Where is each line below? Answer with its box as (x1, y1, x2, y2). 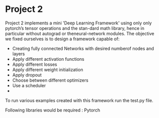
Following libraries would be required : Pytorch (5, 107, 101, 113)
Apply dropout (12, 72, 42, 78)
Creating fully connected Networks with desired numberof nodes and (12, 45, 155, 51)
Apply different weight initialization (12, 66, 83, 73)
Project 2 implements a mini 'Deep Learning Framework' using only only (5, 20, 152, 26)
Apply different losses (12, 61, 57, 67)
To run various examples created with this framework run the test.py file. (5, 97, 154, 103)
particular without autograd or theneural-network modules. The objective (5, 30, 155, 36)
